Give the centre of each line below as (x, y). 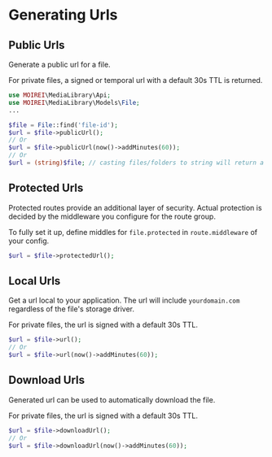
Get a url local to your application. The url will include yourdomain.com (124, 300)
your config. (29, 241)
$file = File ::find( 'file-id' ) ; (63, 125)
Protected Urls (46, 188)
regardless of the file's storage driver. (72, 309)
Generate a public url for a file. (60, 64)
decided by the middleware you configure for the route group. (112, 216)
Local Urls (35, 281)
